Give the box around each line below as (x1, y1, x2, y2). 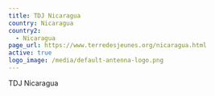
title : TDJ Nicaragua (8, 11, 81, 20)
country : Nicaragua (8, 19, 74, 27)
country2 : (8, 26, 42, 34)
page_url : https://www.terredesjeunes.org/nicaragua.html (8, 42, 207, 50)
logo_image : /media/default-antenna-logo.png (8, 57, 163, 65)
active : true (8, 49, 52, 57)
